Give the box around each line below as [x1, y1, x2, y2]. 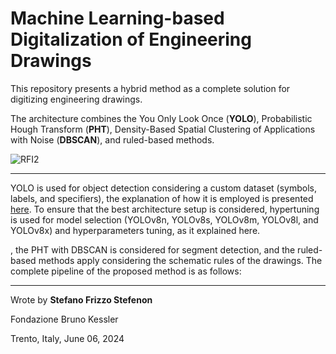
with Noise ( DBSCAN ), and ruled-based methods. [10, 133, 215, 146]
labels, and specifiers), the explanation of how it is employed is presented [10, 192, 314, 204]
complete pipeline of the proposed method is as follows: [10, 265, 242, 277]
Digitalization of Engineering [10, 28, 252, 51]
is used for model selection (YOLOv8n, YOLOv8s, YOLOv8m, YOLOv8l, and [10, 213, 319, 226]
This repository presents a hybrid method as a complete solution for [10, 82, 291, 94]
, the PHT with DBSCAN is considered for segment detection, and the [10, 243, 296, 256]
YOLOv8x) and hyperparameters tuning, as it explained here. [10, 224, 261, 236]
